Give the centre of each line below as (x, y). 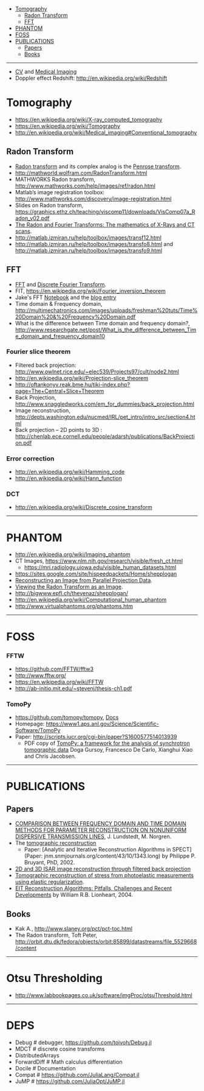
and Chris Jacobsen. (50, 756)
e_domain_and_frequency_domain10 (60, 336)
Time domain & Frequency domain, (59, 303)
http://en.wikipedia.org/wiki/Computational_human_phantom (91, 600)
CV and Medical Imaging (46, 72)
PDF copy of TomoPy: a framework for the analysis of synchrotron (107, 743)
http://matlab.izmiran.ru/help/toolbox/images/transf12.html (88, 238)
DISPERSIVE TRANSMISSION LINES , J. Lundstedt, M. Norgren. (93, 836)
